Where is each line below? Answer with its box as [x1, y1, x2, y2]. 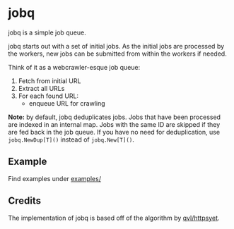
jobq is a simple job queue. [8, 28, 87, 37]
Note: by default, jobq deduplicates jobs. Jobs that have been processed [8, 113, 221, 121]
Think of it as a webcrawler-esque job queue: [8, 63, 141, 71]
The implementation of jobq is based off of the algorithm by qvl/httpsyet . [8, 213, 220, 222]
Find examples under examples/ [8, 174, 102, 182]
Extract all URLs [18, 84, 65, 92]
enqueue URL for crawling [28, 99, 105, 107]
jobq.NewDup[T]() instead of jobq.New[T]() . [8, 135, 135, 144]
